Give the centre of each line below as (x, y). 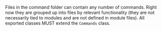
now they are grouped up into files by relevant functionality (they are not (80, 12)
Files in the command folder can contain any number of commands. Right (81, 7)
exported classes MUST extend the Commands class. (58, 23)
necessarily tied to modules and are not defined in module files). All (75, 18)
